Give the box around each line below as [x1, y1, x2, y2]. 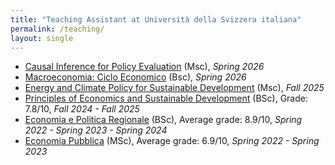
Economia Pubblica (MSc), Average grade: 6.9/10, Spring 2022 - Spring [24, 135, 320, 147]
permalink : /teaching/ [10, 24, 105, 34]
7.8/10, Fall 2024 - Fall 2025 [24, 103, 140, 115]
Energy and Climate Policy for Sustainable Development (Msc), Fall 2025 [24, 82, 325, 94]
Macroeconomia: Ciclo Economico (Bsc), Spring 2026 [24, 71, 247, 83]
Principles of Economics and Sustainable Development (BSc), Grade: [24, 92, 308, 105]
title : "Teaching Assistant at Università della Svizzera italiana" [10, 14, 302, 25]
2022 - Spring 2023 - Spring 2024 [24, 124, 168, 136]
